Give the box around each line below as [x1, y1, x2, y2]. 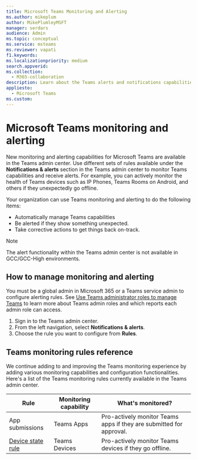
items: [6, 202, 21, 209]
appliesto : [6, 85, 33, 91]
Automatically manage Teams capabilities [14, 213, 116, 220]
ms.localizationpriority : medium [6, 58, 88, 63]
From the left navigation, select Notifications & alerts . [14, 324, 145, 331]
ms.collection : [6, 69, 43, 75]
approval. [101, 427, 127, 435]
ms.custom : [6, 96, 33, 102]
